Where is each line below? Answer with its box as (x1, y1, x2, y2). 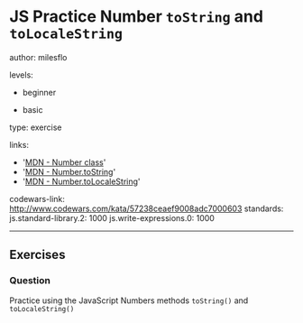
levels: (9, 69, 33, 80)
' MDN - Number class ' (22, 156, 106, 168)
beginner (22, 87, 57, 97)
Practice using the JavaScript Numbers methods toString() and (9, 295, 249, 306)
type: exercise (9, 122, 62, 133)
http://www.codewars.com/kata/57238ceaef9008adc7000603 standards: (9, 203, 284, 214)
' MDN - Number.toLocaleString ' (22, 176, 141, 187)
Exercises (9, 247, 66, 263)
